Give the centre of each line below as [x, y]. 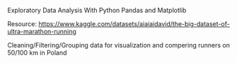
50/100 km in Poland [37, 53]
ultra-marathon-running [42, 31]
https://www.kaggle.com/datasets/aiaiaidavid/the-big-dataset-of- [134, 24]
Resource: [22, 24]
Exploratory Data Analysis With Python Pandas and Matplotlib [97, 10]
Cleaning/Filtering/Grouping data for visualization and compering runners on [118, 45]
